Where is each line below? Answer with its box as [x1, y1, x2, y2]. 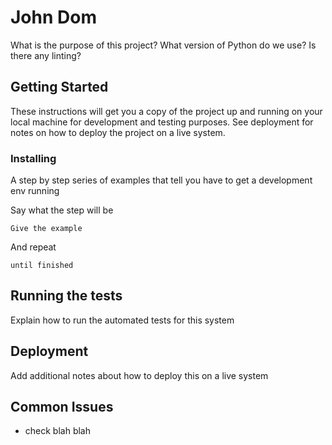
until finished [10, 261, 74, 271]
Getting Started [10, 79, 109, 96]
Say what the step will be [10, 204, 114, 216]
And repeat [10, 241, 57, 253]
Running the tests [10, 287, 123, 305]
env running [10, 185, 60, 197]
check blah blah [24, 425, 91, 437]
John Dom [10, 6, 97, 29]
